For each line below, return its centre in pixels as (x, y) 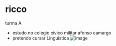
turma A (13, 23)
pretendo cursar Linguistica (41, 38)
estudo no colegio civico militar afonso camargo (62, 32)
